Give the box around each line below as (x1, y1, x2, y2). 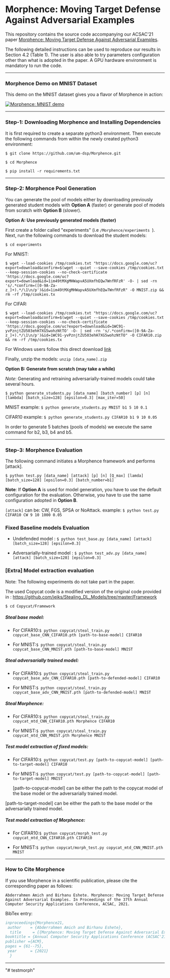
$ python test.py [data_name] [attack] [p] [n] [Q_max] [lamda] (5, 473, 144, 479)
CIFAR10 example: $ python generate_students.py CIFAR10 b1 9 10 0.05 (5, 414, 157, 420)
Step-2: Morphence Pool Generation (5, 185, 96, 192)
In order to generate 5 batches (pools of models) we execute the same (5, 423, 153, 429)
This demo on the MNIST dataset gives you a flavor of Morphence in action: (5, 91, 163, 97)
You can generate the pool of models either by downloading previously (5, 196, 153, 202)
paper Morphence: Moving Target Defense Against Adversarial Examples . (5, 37, 159, 43)
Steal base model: (5, 614, 45, 621)
